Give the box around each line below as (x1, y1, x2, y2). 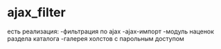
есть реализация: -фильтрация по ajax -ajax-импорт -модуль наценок (7, 27, 215, 35)
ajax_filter (7, 5, 66, 20)
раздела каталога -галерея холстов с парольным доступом (7, 34, 185, 42)
